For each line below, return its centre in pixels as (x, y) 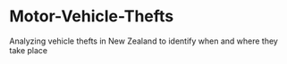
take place (28, 50)
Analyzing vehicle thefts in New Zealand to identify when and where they (144, 41)
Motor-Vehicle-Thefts (92, 16)
